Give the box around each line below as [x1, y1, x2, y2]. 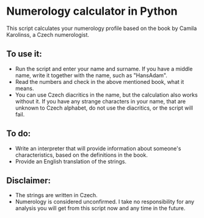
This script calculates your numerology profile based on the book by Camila [6, 24, 197, 32]
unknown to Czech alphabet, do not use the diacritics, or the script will [15, 104, 194, 111]
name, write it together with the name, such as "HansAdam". [15, 72, 168, 79]
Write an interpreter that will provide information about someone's [15, 145, 181, 152]
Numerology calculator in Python [6, 4, 178, 18]
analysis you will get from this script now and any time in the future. [15, 205, 186, 212]
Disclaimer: [6, 175, 51, 186]
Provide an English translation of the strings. [15, 157, 127, 165]
